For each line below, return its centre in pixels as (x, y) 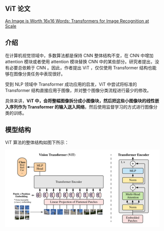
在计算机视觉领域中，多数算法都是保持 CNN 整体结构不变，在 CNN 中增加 (79, 55)
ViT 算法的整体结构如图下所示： (37, 142)
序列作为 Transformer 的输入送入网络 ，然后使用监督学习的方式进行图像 (81, 107)
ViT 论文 (18, 9)
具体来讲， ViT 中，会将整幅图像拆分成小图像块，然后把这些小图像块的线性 (80, 101)
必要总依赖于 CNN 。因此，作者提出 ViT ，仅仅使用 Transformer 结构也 (81, 68)
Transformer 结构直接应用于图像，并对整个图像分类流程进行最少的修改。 (78, 90)
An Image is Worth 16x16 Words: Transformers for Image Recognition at (77, 21)
